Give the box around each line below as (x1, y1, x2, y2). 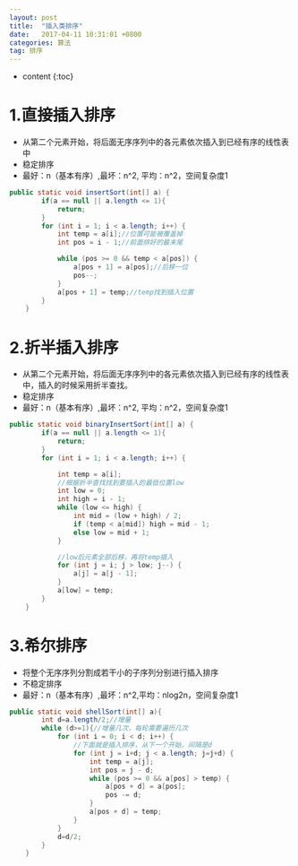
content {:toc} (21, 71, 74, 82)
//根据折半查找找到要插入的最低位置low (56, 478, 184, 487)
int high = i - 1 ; (56, 495, 126, 504)
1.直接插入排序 (9, 105, 116, 126)
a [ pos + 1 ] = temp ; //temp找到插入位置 (56, 288, 194, 297)
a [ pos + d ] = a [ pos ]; (105, 782, 186, 792)
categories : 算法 (9, 38, 72, 48)
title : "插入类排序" (9, 22, 83, 30)
